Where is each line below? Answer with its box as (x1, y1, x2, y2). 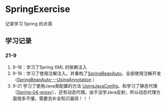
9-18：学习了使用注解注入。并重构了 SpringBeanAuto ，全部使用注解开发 (12, 70, 161, 76)
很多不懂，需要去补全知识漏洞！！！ (17, 95, 92, 101)
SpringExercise (5, 3, 70, 15)
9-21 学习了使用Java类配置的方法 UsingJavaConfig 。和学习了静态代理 (12, 82, 158, 88)
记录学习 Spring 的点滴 (5, 20, 53, 26)
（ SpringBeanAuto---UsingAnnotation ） (12, 76, 97, 82)
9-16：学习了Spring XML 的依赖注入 (12, 64, 87, 70)
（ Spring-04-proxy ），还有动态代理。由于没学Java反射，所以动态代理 (12, 89, 156, 95)
